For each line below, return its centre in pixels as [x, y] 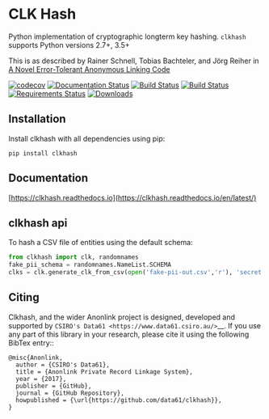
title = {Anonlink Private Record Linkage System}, [105, 372]
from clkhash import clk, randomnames [74, 257]
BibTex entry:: [31, 343]
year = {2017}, [41, 379]
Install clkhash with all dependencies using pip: [87, 138]
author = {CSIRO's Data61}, [63, 365]
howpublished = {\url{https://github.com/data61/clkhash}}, [119, 400]
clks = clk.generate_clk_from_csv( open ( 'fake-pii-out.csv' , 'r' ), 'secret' [137, 273]
